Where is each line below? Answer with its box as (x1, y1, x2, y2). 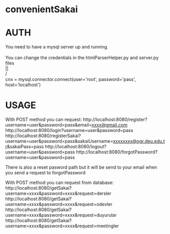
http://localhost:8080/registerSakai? (5, 133, 81, 139)
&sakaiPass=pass (7, 144, 44, 150)
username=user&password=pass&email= (5, 122, 92, 128)
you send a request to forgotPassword (5, 170, 86, 176)
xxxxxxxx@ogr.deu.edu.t (112, 138, 165, 144)
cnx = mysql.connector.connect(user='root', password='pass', (5, 76, 136, 83)
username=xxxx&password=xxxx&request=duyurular (5, 212, 117, 218)
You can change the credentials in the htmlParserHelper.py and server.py (5, 55, 159, 61)
